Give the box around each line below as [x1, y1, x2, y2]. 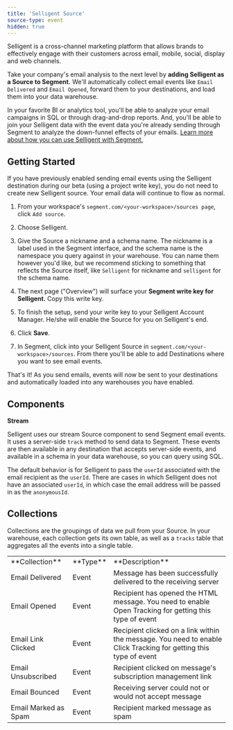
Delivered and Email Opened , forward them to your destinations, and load [7, 85, 216, 94]
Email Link [10, 634, 44, 644]
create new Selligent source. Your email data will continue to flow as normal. [7, 189, 225, 197]
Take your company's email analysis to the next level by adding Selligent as [7, 70, 225, 79]
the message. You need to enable [113, 634, 223, 644]
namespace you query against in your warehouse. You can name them [17, 252, 219, 260]
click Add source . [17, 210, 66, 218]
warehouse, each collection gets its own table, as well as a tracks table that [7, 533, 224, 542]
